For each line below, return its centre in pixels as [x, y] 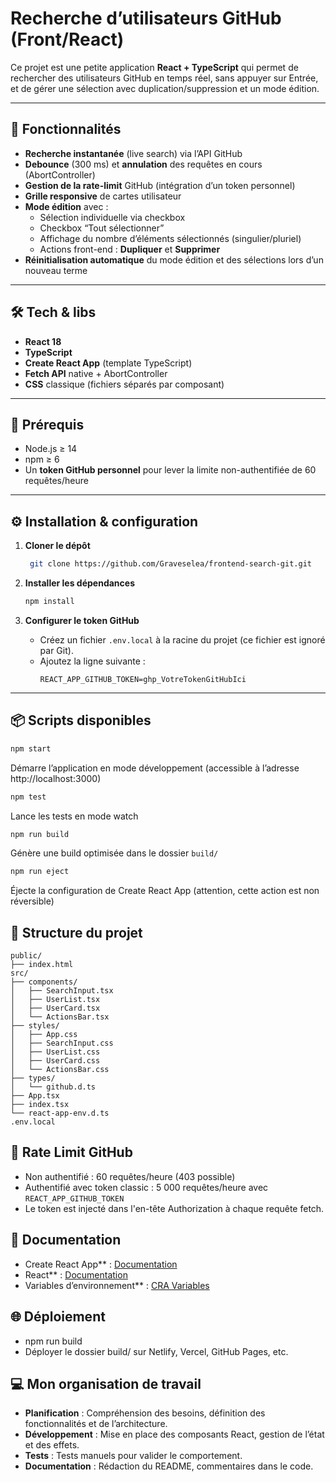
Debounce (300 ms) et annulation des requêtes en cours [143, 164]
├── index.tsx [40, 1105]
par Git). [56, 650]
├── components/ [44, 982]
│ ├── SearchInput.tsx [62, 991]
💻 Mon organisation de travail [106, 1383]
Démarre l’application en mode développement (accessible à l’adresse [155, 768]
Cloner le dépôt [57, 546]
